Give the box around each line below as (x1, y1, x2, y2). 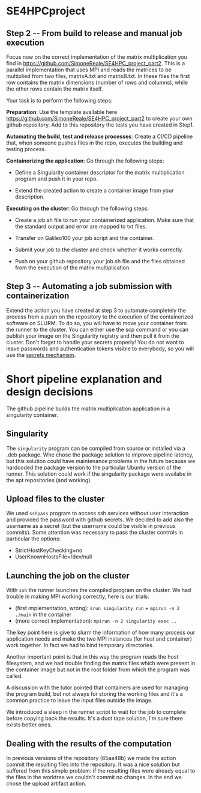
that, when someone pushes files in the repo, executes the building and (6, 139, 183, 146)
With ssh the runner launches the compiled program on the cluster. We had (6, 587, 191, 594)
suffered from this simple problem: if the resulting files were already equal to (6, 767, 196, 774)
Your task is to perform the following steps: (6, 97, 113, 104)
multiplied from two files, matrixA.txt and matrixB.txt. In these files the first (6, 73, 190, 79)
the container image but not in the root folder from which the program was (6, 666, 190, 673)
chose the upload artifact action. (6, 780, 87, 787)
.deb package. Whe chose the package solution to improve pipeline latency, (6, 451, 194, 458)
